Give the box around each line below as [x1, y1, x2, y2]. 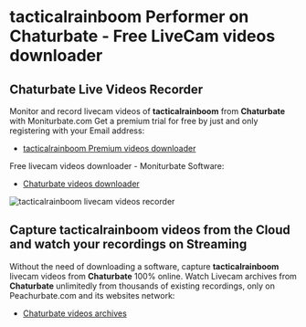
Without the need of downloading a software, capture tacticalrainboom [9, 260, 280, 271]
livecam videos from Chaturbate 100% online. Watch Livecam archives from [9, 270, 297, 281]
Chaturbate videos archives [22, 308, 128, 319]
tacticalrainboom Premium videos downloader [22, 143, 196, 153]
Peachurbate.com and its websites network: [9, 290, 175, 301]
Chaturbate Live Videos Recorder [9, 81, 204, 97]
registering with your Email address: [9, 125, 145, 136]
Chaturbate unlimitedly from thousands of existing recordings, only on [9, 280, 276, 291]
